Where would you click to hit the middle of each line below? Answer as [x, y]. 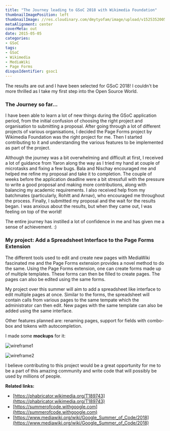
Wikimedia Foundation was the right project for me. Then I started [74, 137]
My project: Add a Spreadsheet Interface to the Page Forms [80, 240]
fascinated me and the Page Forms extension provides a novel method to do [85, 263]
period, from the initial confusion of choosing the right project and [74, 121]
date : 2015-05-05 [24, 34]
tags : [11, 48]
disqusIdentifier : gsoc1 [31, 72]
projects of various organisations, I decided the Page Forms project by [79, 132]
